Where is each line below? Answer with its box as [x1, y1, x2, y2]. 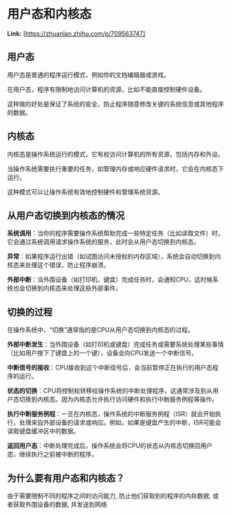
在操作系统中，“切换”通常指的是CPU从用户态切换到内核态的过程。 [7, 325, 194, 334]
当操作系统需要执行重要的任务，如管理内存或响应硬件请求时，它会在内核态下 [7, 164, 224, 172]
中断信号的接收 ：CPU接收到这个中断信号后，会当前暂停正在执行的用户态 [7, 363, 213, 371]
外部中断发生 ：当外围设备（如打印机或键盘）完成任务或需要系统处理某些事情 [7, 341, 224, 349]
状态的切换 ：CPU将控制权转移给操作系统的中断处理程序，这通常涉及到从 [7, 387, 213, 395]
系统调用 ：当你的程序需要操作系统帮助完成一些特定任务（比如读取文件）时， [7, 229, 224, 238]
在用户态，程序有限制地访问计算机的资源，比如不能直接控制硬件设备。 [7, 85, 206, 93]
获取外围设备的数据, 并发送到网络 [12, 501, 107, 508]
